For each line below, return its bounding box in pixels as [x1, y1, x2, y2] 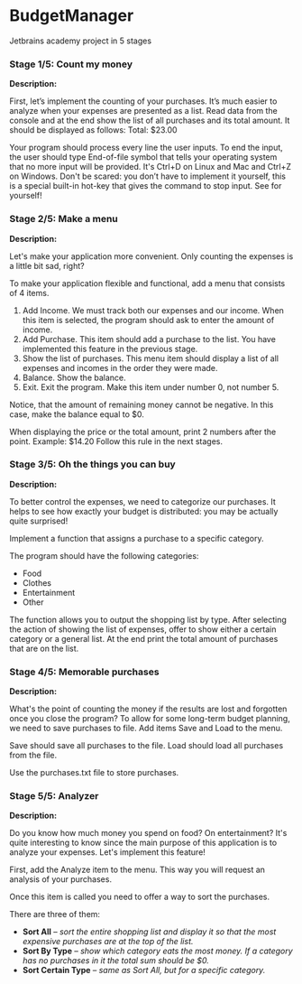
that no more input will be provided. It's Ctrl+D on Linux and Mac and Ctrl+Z [9, 162, 291, 172]
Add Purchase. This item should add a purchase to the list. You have [22, 333, 277, 344]
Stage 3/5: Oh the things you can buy [9, 458, 176, 470]
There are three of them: [9, 909, 101, 920]
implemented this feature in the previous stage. [22, 343, 198, 354]
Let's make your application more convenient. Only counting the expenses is [9, 250, 294, 262]
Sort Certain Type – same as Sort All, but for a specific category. [22, 965, 266, 976]
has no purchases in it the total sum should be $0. [22, 955, 209, 966]
